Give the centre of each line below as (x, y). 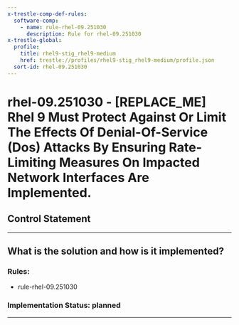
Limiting (32, 162)
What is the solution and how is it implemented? (116, 251)
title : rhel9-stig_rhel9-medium (68, 54)
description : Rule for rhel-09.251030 (84, 34)
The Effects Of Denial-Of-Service (108, 132)
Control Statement (49, 219)
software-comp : (36, 21)
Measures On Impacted (130, 162)
